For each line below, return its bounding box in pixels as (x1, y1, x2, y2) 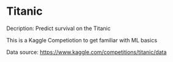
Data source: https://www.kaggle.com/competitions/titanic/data (6, 48, 167, 56)
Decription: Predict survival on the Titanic (6, 25, 111, 32)
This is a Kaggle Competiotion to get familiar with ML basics (6, 36, 158, 44)
